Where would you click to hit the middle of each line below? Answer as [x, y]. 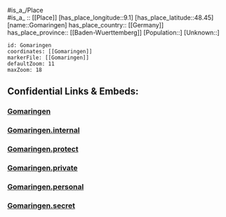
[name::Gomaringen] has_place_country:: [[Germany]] [86, 25]
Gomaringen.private [43, 168]
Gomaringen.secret [41, 205]
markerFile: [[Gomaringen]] [48, 58]
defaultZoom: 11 [31, 64]
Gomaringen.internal [44, 131]
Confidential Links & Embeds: [73, 92]
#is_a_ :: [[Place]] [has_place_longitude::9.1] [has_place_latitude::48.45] [111, 18]
